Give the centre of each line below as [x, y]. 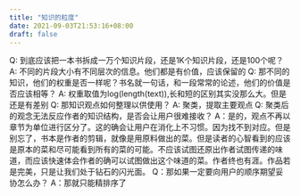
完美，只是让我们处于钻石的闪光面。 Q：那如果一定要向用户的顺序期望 [146, 172]
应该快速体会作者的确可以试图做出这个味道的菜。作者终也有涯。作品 [158, 160]
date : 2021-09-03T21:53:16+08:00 [71, 26]
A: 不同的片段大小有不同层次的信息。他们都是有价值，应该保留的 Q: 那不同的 [150, 71]
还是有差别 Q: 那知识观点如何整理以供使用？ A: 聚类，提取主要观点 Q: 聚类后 [149, 105]
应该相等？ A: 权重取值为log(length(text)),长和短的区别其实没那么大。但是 [152, 94]
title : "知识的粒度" [44, 17]
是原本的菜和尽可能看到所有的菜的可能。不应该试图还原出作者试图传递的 [142, 150]
